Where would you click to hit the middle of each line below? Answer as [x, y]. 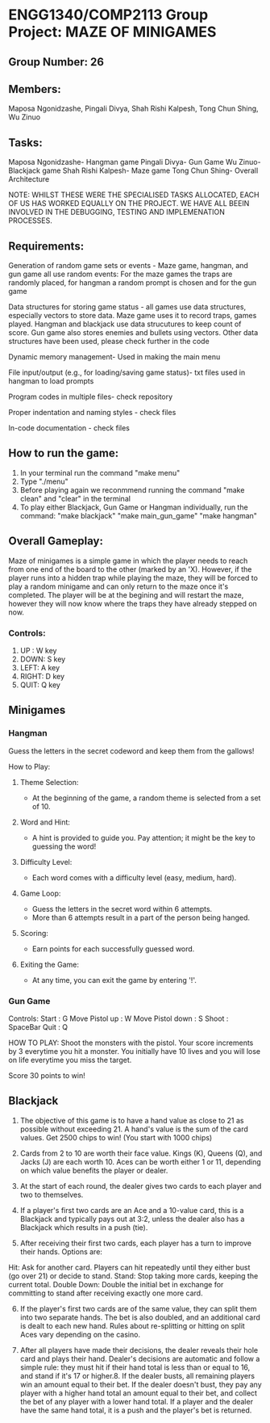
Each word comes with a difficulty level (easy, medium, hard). [134, 877]
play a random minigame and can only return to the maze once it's [118, 586]
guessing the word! [64, 846]
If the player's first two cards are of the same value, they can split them [138, 1308]
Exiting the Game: [49, 964]
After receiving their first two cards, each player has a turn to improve [136, 1243]
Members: [35, 89]
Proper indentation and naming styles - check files [92, 413]
